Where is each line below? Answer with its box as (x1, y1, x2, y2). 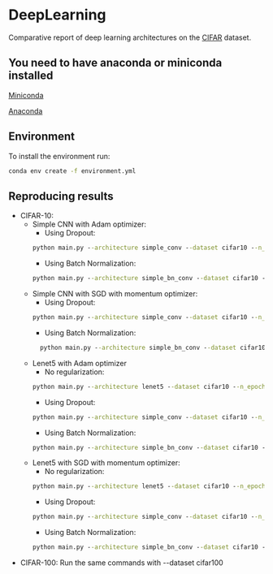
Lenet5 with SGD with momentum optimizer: (32, 458, 180, 468)
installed (8, 69, 54, 83)
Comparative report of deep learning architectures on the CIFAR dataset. (8, 32, 252, 42)
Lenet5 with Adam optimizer (32, 358, 128, 368)
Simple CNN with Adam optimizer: (32, 219, 147, 229)
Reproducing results (8, 189, 114, 203)
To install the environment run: (8, 151, 110, 161)
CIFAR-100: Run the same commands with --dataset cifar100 (19, 558, 223, 568)
